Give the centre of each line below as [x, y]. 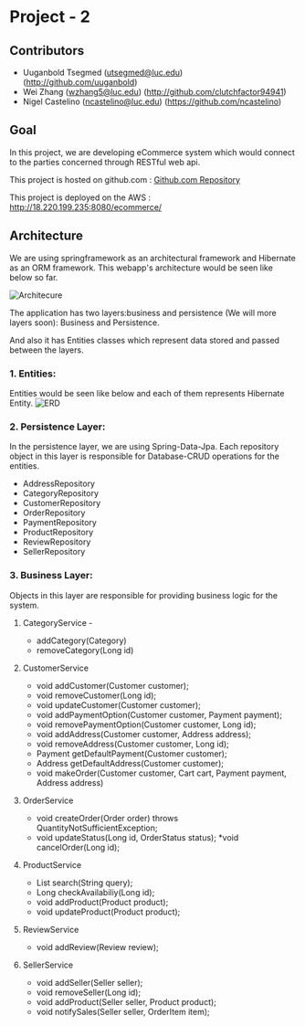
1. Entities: [33, 374]
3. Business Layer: [51, 576]
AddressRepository [59, 484]
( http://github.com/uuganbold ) [80, 82]
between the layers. [47, 350]
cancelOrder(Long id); [78, 847]
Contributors [47, 51]
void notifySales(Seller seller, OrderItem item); [123, 1011]
